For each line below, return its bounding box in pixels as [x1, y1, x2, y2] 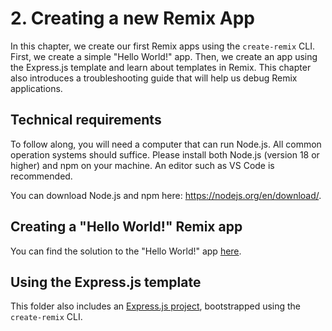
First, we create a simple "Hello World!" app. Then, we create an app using [10, 50, 318, 62]
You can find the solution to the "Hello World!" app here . [10, 245, 242, 257]
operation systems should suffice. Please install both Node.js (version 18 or [10, 148, 320, 161]
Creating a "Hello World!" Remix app [10, 218, 243, 236]
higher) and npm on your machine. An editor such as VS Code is [10, 159, 275, 171]
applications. [10, 82, 63, 94]
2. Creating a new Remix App [10, 7, 255, 30]
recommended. [10, 170, 73, 182]
